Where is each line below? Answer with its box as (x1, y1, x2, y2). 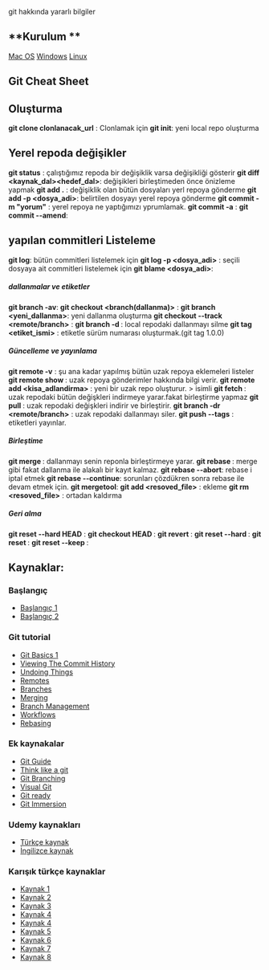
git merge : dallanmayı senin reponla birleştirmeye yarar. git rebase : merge (8, 456, 258, 466)
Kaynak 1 (19, 884, 51, 894)
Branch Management (19, 701, 90, 711)
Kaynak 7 (19, 944, 51, 954)
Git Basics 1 (19, 650, 59, 659)
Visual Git (19, 782, 52, 792)
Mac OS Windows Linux (8, 51, 88, 61)
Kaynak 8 (19, 952, 52, 962)
